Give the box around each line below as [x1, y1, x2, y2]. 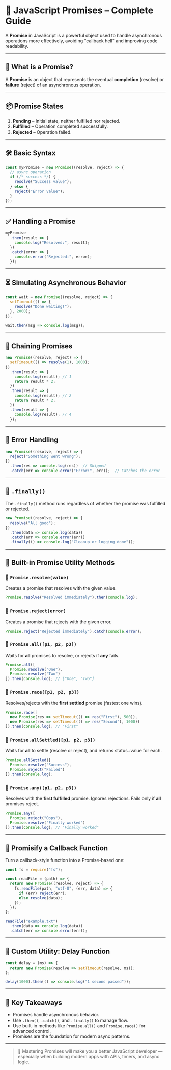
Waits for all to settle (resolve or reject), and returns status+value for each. [5, 748, 162, 754]
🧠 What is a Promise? [5, 63, 74, 71]
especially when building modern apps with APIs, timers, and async [17, 1054, 160, 1060]
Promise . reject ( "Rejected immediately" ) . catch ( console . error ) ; [5, 629, 142, 634]
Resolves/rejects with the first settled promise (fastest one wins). [5, 700, 143, 706]
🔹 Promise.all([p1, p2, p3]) [5, 641, 77, 648]
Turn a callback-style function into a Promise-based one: [5, 857, 125, 864]
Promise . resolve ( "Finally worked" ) [10, 820, 85, 825]
